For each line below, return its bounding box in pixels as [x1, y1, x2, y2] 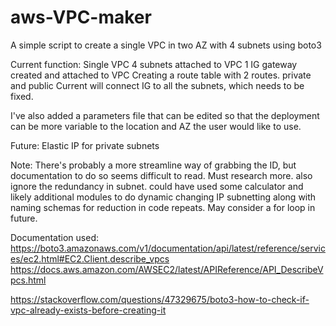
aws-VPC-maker [10, 6, 152, 29]
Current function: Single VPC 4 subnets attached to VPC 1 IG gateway [10, 58, 298, 70]
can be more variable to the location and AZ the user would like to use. [10, 120, 302, 132]
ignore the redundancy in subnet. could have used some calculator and [10, 180, 304, 192]
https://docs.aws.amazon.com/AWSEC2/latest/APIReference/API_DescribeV [10, 263, 324, 275]
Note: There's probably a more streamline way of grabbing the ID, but [10, 159, 297, 171]
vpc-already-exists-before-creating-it [10, 304, 167, 316]
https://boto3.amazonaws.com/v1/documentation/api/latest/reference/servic [10, 242, 326, 254]
